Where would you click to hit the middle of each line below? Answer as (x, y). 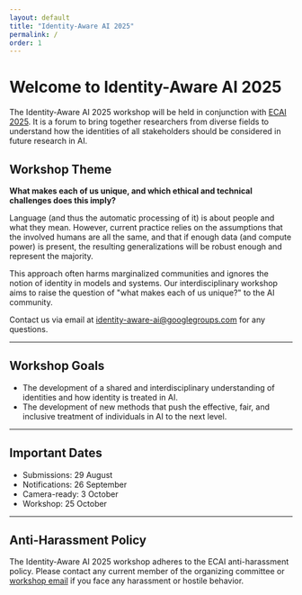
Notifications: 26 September (75, 484)
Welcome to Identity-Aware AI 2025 (146, 87)
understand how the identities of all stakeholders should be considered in (145, 131)
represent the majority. (52, 256)
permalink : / (34, 34)
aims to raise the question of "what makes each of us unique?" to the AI (142, 293)
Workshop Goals (57, 366)
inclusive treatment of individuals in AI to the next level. (124, 416)
